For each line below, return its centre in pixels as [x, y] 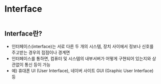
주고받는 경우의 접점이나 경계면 [41, 52]
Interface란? [23, 34]
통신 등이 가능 [37, 65]
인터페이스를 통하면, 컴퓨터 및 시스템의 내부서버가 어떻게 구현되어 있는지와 [81, 58]
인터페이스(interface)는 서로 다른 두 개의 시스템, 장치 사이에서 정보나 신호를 [82, 46]
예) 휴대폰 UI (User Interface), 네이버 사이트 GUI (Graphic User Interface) [82, 70]
